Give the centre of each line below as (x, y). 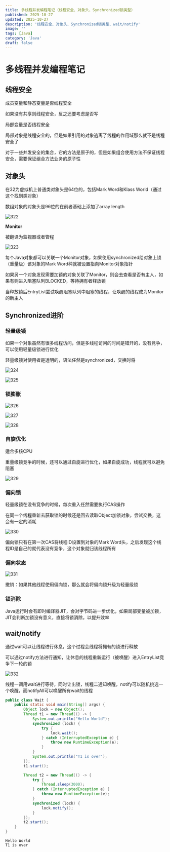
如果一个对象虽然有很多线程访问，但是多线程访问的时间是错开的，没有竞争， (85, 343)
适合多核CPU (19, 451)
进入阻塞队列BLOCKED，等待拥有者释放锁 (62, 281)
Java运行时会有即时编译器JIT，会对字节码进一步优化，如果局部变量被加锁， (84, 611)
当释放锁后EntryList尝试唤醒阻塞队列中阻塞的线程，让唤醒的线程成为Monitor (84, 291)
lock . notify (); (57, 808)
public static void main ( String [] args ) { (60, 705)
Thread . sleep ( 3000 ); (63, 785)
